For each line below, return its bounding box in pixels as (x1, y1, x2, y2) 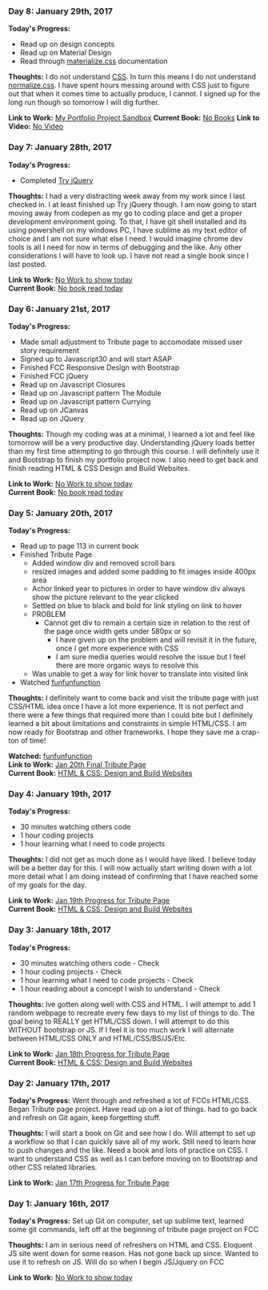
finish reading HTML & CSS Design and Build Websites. (8, 463, 190, 473)
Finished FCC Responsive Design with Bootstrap (19, 363, 180, 372)
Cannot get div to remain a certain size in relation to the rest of (43, 618, 250, 627)
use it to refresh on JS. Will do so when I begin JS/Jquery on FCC (8, 1257, 225, 1267)
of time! (21, 736, 46, 745)
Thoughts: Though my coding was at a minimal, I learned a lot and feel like (8, 429, 255, 439)
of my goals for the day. (8, 880, 86, 890)
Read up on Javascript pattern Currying (19, 396, 151, 406)
